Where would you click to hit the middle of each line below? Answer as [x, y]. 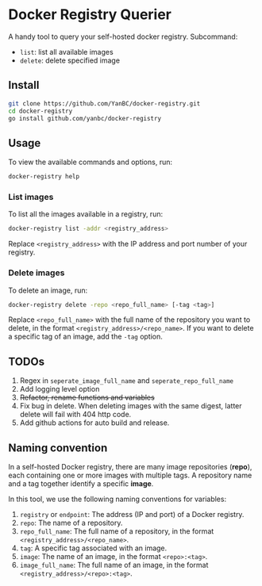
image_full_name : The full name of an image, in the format [114, 565]
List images [31, 197]
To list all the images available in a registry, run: [86, 214]
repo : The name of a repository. [71, 523]
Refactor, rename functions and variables [87, 397]
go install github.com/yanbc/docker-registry [85, 118]
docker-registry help [44, 177]
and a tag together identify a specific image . [81, 484]
